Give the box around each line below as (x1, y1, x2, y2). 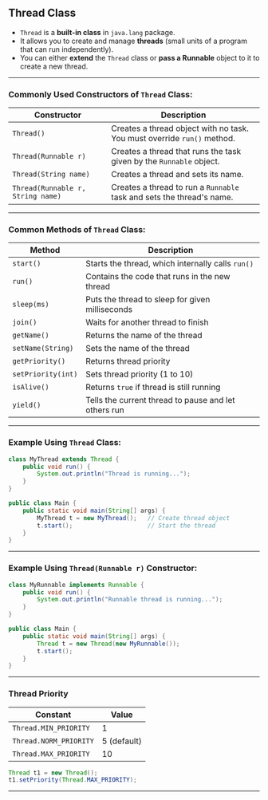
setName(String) (12, 344, 74, 353)
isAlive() (12, 383, 49, 392)
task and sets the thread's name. (111, 191, 234, 203)
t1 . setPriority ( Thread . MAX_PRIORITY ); (8, 776, 137, 784)
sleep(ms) (12, 300, 49, 309)
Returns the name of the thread (85, 330, 203, 341)
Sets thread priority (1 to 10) (85, 368, 194, 380)
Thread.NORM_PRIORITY (12, 736, 94, 745)
